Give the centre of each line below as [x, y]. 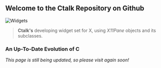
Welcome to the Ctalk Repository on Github [75, 8]
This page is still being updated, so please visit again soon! [67, 60]
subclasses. [30, 36]
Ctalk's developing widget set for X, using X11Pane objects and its [87, 30]
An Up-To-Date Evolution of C [43, 49]
